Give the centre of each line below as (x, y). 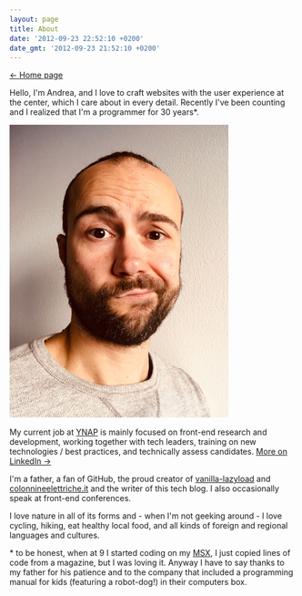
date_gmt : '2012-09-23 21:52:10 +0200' (85, 48)
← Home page (36, 75)
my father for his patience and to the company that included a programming (151, 572)
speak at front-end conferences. (70, 498)
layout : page (34, 19)
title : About (34, 29)
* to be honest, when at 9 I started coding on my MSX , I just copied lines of (150, 553)
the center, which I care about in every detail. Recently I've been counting (147, 103)
